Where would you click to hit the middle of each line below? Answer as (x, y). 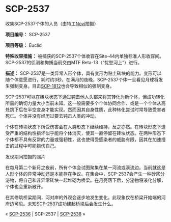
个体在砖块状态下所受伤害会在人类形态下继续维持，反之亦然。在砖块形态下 (83, 127)
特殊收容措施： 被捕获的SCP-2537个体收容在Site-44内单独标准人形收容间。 (85, 56)
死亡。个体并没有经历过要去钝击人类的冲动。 (52, 116)
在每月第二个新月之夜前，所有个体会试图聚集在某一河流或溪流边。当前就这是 (85, 167)
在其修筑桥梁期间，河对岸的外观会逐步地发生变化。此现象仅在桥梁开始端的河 (85, 197)
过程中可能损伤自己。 (36, 146)
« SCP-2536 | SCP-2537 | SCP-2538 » (45, 214)
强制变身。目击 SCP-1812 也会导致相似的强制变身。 (62, 86)
